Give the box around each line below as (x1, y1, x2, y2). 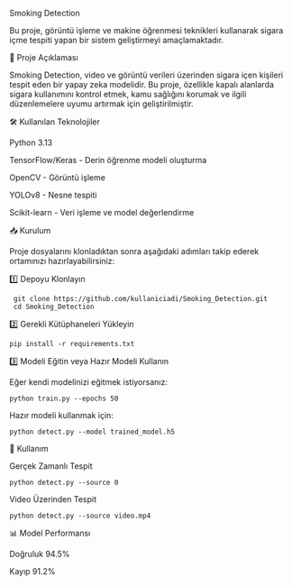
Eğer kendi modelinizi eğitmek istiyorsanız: (9, 377, 169, 387)
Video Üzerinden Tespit (9, 494, 97, 504)
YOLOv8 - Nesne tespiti (9, 189, 97, 200)
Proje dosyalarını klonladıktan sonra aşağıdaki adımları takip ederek (9, 246, 260, 256)
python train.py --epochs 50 (9, 394, 119, 403)
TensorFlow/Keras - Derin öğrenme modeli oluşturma (9, 155, 207, 165)
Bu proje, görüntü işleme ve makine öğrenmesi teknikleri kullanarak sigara (9, 25, 284, 35)
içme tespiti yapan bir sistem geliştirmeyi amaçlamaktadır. (9, 35, 224, 45)
